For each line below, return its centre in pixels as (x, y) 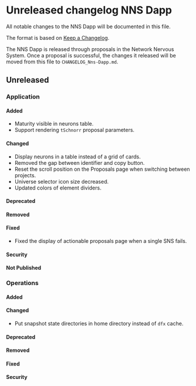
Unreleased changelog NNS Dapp (89, 10)
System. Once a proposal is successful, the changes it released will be (91, 55)
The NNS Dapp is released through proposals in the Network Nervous (90, 49)
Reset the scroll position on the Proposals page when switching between (102, 169)
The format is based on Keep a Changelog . (58, 38)
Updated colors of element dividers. (58, 188)
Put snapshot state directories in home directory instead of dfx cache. (99, 323)
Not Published (24, 268)
